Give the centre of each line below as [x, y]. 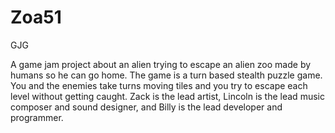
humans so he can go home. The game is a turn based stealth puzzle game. [166, 75]
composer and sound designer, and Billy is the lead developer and [146, 107]
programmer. [37, 117]
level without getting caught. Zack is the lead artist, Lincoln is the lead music [167, 96]
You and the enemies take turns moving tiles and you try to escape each [159, 85]
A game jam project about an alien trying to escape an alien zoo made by [161, 64]
